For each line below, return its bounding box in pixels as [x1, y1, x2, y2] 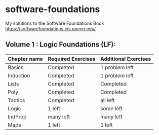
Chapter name [8, 55, 43, 62]
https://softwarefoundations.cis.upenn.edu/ [5, 25, 96, 31]
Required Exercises [48, 55, 96, 62]
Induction [8, 72, 30, 79]
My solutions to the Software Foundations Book [5, 20, 104, 26]
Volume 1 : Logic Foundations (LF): [5, 40, 116, 49]
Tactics [8, 97, 25, 104]
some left [100, 105, 123, 112]
